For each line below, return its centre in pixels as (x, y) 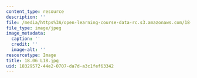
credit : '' (25, 45)
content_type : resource (35, 11)
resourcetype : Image (31, 55)
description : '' (26, 17)
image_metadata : (26, 33)
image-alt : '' (28, 50)
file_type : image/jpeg (34, 28)
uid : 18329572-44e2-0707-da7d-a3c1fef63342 (60, 66)
